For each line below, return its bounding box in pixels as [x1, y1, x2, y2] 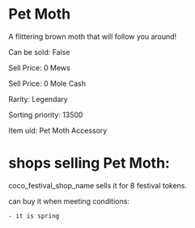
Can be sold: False [8, 47, 70, 57]
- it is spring [8, 212, 60, 220]
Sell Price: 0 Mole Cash [8, 78, 87, 88]
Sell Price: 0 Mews [8, 62, 70, 73]
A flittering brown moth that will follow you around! [8, 32, 177, 41]
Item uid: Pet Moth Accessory [8, 125, 108, 135]
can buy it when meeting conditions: [8, 196, 129, 206]
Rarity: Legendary [8, 94, 69, 103]
